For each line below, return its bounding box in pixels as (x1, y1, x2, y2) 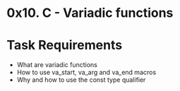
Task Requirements (6, 37, 123, 54)
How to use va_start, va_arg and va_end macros (16, 68, 157, 77)
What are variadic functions (16, 61, 98, 69)
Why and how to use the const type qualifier (16, 75, 146, 84)
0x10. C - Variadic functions (6, 5, 174, 21)
